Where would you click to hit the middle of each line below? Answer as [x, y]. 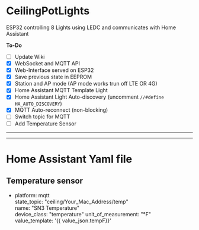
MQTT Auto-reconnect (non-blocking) [61, 110]
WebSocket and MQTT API [47, 63]
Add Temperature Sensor [46, 124]
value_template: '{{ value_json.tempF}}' [63, 220]
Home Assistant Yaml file [69, 159]
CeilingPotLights [48, 11]
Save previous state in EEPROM [53, 77]
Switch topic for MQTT [42, 116]
